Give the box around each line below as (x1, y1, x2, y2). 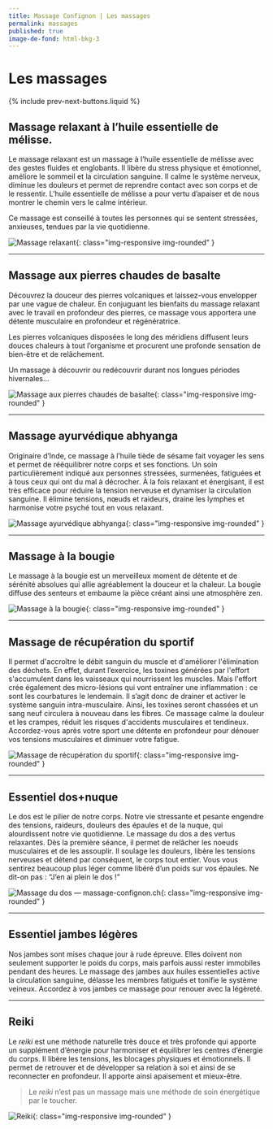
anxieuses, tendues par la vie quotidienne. (8, 222, 150, 232)
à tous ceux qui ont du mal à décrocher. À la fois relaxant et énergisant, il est (8, 476, 265, 486)
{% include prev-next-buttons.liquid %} (8, 97, 141, 106)
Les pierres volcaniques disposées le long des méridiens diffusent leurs (8, 332, 249, 341)
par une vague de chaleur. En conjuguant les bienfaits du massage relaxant (8, 298, 260, 309)
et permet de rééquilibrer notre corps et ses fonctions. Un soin (8, 459, 218, 469)
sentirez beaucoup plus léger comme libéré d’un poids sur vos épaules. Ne (8, 863, 259, 874)
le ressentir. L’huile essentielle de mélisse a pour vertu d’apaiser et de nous (8, 189, 260, 198)
